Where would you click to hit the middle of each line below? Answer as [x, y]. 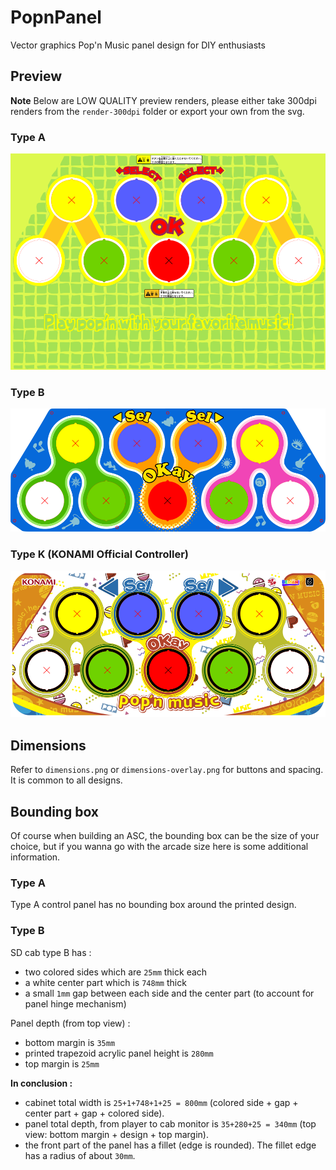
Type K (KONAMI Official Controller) [100, 554]
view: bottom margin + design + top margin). [116, 1134]
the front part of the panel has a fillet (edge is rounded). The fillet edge [170, 1145]
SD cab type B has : [51, 952]
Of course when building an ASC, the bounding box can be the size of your [165, 835]
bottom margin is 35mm [70, 1042]
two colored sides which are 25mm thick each [116, 972]
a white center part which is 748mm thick [105, 982]
